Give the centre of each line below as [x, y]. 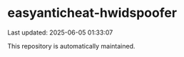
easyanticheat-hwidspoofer [92, 13]
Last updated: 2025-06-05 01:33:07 [60, 32]
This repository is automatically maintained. [71, 46]
